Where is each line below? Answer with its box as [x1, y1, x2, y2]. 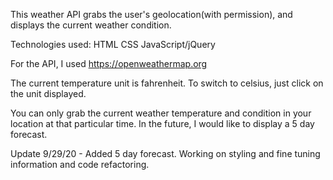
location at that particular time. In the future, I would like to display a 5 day [10, 118, 315, 129]
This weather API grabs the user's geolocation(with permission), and [10, 9, 293, 20]
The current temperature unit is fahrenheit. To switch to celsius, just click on [10, 77, 324, 89]
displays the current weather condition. [10, 19, 172, 31]
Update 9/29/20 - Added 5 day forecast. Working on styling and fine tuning [10, 148, 321, 159]
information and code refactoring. [10, 159, 150, 170]
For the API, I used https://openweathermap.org [10, 58, 208, 69]
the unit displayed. [10, 88, 87, 99]
